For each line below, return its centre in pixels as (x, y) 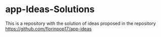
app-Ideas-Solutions (50, 9)
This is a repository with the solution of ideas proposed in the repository (80, 23)
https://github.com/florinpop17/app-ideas (49, 28)
